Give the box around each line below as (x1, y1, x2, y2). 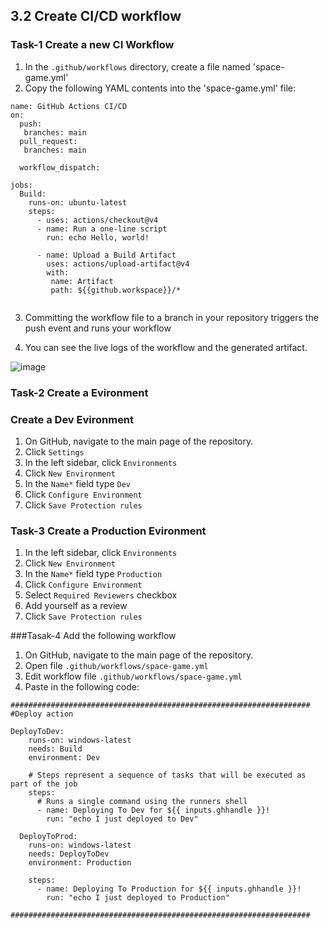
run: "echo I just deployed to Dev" (46, 814, 199, 824)
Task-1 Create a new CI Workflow (10, 38, 175, 52)
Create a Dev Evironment (10, 412, 135, 426)
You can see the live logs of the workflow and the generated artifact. (24, 341, 308, 353)
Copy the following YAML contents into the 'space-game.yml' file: (24, 82, 297, 94)
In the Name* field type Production (24, 568, 163, 580)
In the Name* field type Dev (24, 477, 131, 489)
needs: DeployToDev (28, 849, 110, 859)
